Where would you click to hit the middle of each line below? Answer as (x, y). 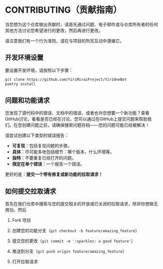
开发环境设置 (24, 58)
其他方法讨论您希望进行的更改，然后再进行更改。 (54, 30)
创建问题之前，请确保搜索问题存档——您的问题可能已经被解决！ (85, 125)
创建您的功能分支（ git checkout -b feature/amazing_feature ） (76, 231)
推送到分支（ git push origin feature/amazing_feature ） (69, 251)
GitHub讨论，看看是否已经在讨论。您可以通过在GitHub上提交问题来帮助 (76, 119)
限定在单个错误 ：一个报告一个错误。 (48, 164)
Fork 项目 (22, 220)
